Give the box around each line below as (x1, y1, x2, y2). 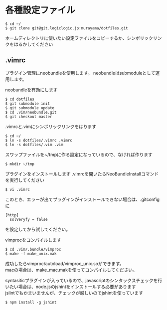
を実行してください (5, 177, 45, 183)
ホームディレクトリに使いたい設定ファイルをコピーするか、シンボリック (5, 35, 154, 41)
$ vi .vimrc (5, 187, 30, 192)
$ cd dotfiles (5, 97, 35, 102)
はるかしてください (13, 41, 53, 47)
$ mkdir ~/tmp (5, 161, 35, 166)
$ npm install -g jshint (5, 300, 57, 305)
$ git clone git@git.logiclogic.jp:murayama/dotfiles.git (5, 25, 128, 30)
